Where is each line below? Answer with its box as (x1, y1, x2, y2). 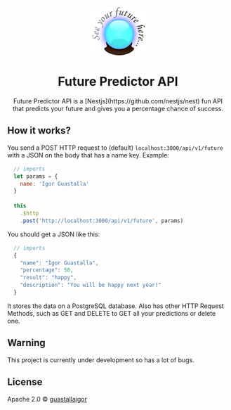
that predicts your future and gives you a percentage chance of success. (13, 104, 223, 113)
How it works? (7, 124, 72, 136)
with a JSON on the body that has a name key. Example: (7, 150, 170, 159)
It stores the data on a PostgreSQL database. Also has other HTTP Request (7, 302, 225, 310)
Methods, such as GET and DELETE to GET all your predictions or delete (7, 309, 216, 317)
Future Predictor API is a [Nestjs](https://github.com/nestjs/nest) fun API (13, 96, 223, 105)
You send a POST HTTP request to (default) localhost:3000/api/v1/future (7, 143, 223, 152)
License (7, 376, 43, 388)
